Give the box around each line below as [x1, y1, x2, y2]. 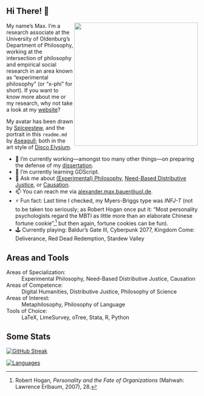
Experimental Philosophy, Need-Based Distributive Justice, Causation [21, 275, 195, 283]
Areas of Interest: [6, 295, 50, 302]
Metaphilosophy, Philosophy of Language [21, 301, 126, 308]
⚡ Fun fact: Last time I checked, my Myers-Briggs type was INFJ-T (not [15, 196, 193, 204]
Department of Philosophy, [6, 41, 73, 49]
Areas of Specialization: [6, 269, 66, 276]
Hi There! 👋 [6, 6, 50, 16]
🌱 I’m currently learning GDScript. [15, 168, 100, 175]
